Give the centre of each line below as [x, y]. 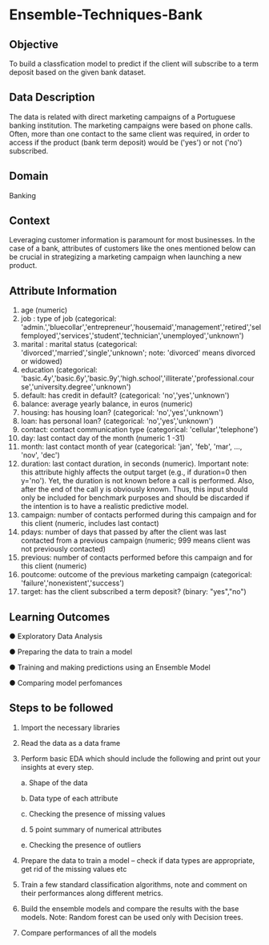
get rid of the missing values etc [74, 869]
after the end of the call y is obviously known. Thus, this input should [134, 489]
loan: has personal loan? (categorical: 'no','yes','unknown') [117, 421]
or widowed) [42, 361]
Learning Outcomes [60, 617]
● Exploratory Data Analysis [56, 637]
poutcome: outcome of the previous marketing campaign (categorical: [137, 575]
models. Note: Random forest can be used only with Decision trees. [132, 917]
